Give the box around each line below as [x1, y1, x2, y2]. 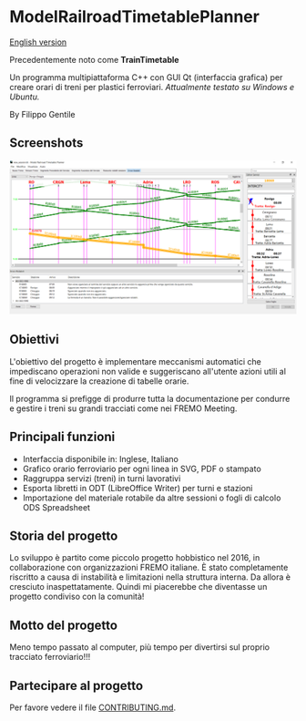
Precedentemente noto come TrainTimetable [9, 54, 179, 65]
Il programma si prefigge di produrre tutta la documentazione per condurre [9, 393, 291, 404]
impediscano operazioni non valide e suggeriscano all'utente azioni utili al [9, 366, 287, 376]
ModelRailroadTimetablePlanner [9, 6, 260, 27]
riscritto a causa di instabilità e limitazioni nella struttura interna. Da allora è [9, 572, 291, 582]
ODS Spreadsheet [22, 501, 91, 512]
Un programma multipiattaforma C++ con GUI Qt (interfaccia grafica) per [9, 71, 283, 83]
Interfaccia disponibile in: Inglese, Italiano [22, 453, 179, 464]
